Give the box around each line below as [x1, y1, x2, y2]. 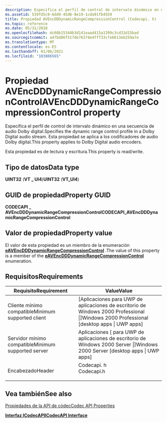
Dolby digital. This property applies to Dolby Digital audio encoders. [5, 139, 143, 145]
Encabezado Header [7, 367, 54, 374]
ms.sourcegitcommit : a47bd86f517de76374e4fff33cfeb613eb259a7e [5, 35, 139, 40]
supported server [7, 347, 48, 354]
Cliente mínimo [7, 302, 43, 309]
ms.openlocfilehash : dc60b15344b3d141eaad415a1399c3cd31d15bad [5, 30, 139, 35]
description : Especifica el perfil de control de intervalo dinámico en [5, 7, 159, 12]
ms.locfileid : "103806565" [5, 53, 61, 59]
